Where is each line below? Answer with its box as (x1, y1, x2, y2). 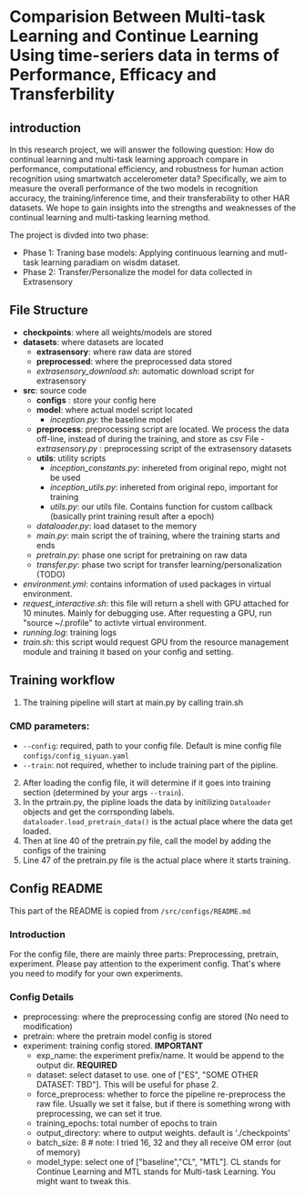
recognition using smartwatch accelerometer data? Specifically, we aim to (9, 173, 287, 184)
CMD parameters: (9, 720, 90, 732)
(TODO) (36, 568, 66, 579)
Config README (9, 881, 103, 896)
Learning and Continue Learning (9, 26, 259, 46)
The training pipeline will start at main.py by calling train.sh (22, 697, 244, 708)
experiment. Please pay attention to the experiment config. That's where (9, 958, 281, 969)
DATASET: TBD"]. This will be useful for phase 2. (36, 1079, 219, 1090)
